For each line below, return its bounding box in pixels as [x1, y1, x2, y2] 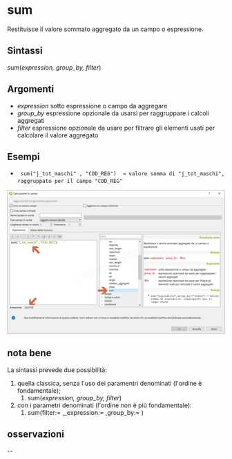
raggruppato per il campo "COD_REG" [17, 178, 123, 185]
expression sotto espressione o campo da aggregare [17, 101, 168, 110]
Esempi [7, 150, 40, 162]
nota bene [7, 347, 52, 359]
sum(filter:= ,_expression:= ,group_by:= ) [27, 408, 144, 416]
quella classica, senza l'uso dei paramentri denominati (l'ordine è [17, 379, 202, 387]
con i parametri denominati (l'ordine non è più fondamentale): [17, 401, 192, 409]
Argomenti [7, 84, 54, 95]
